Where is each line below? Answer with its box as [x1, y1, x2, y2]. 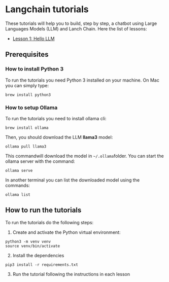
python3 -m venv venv [5, 239, 51, 244]
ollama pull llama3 [5, 144, 47, 149]
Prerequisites [5, 50, 49, 59]
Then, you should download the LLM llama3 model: [5, 134, 113, 140]
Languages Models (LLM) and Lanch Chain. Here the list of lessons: [5, 25, 147, 31]
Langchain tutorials [5, 4, 89, 15]
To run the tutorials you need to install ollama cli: [5, 115, 107, 121]
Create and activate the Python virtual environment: [12, 229, 121, 235]
